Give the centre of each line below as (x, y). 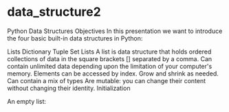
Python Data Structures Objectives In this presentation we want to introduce (115, 31)
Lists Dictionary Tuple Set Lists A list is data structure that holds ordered (109, 52)
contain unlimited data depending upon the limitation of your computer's (110, 66)
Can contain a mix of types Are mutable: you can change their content (107, 80)
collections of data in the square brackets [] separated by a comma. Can (110, 58)
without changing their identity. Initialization (69, 88)
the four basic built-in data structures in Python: (75, 38)
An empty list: (27, 101)
